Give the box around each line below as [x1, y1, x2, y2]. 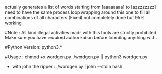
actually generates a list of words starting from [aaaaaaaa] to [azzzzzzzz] [5, 4, 156, 10]
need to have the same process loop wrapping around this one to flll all [5, 9, 151, 15]
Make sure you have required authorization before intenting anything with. [5, 35, 157, 40]
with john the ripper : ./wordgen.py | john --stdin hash [12, 64, 123, 69]
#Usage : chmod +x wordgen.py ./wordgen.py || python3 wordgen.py [5, 54, 148, 60]
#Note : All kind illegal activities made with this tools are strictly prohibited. [5, 30, 158, 35]
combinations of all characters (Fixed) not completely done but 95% [5, 15, 145, 20]
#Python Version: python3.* [5, 44, 62, 50]
